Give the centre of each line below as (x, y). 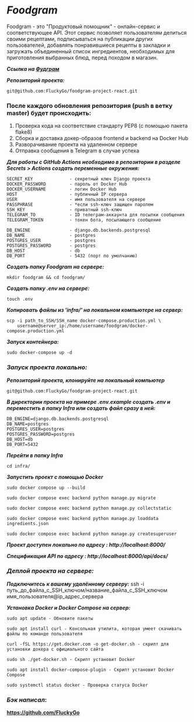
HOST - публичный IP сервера (67, 195)
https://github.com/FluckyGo (43, 713)
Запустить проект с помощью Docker (55, 477)
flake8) (24, 132)
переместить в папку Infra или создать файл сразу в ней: (81, 408)
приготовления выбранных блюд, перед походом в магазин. (82, 57)
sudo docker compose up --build (46, 488)
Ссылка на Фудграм (33, 69)
